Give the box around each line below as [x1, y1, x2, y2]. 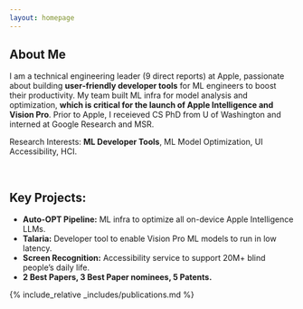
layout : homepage [9, 13, 75, 23]
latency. [22, 243, 52, 254]
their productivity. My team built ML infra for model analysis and [9, 90, 249, 101]
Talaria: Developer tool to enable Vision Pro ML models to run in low [22, 233, 278, 245]
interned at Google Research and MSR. [9, 119, 155, 130]
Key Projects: [9, 189, 87, 205]
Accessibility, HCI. [9, 146, 78, 157]
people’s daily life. [22, 262, 90, 273]
